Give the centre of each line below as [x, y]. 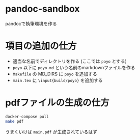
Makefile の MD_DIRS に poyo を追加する [55, 74]
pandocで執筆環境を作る [31, 23]
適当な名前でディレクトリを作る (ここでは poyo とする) [70, 61]
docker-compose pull [27, 117]
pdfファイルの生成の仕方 [57, 103]
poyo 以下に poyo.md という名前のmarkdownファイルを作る [74, 67]
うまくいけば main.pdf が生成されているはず [51, 132]
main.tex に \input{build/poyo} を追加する [58, 80]
